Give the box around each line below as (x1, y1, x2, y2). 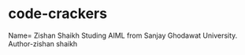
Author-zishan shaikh (8, 38, 78, 48)
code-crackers (8, 5, 108, 23)
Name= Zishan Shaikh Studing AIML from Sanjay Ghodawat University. (8, 31, 238, 40)
